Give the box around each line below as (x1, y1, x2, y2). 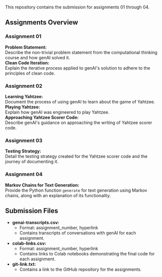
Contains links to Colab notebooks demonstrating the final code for (19, 251, 155, 257)
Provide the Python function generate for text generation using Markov (5, 187, 148, 193)
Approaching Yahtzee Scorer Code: (5, 114, 79, 120)
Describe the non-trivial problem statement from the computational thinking (5, 49, 158, 55)
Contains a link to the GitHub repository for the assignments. (19, 267, 142, 273)
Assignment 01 (5, 33, 42, 40)
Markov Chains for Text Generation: (5, 182, 80, 188)
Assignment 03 (5, 137, 43, 144)
